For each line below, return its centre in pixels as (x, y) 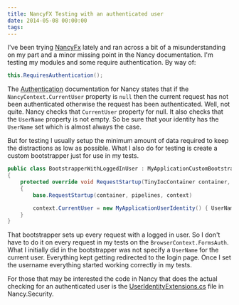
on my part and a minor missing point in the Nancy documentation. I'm (110, 55)
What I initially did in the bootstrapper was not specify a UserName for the (113, 250)
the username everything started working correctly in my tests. (100, 265)
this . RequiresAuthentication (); (55, 75)
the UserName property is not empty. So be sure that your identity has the (113, 119)
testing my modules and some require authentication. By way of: (102, 63)
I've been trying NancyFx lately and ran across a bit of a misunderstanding (117, 48)
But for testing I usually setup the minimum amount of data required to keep (118, 141)
